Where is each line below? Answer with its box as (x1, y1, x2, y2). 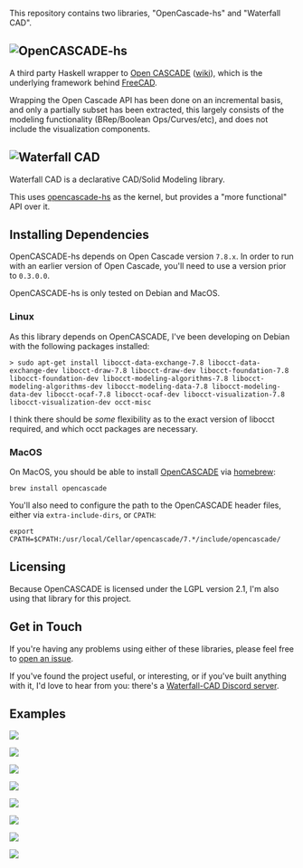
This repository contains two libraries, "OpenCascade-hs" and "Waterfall (9, 8, 281, 18)
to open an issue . (9, 653, 74, 663)
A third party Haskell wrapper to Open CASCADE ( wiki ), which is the (9, 67, 263, 78)
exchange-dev (9, 366, 59, 375)
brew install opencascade (9, 484, 107, 493)
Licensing (9, 559, 66, 575)
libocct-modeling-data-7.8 (106, 382, 208, 391)
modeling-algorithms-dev (9, 382, 103, 391)
